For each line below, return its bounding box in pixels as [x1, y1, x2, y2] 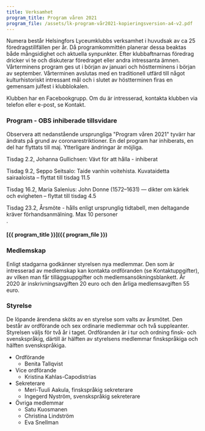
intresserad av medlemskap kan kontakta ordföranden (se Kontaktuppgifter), [6, 267, 199, 274]
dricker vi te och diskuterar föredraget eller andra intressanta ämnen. [6, 56, 181, 64]
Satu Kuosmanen [24, 405, 68, 413]
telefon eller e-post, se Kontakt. [6, 101, 86, 109]
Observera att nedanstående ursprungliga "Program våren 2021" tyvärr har [6, 130, 196, 138]
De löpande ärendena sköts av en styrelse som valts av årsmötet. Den [6, 315, 182, 322]
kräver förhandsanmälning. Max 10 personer [6, 210, 118, 218]
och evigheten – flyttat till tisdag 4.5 [6, 192, 97, 199]
